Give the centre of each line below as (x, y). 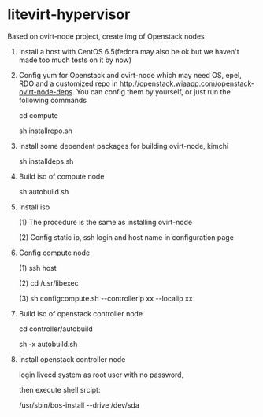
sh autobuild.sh (44, 191)
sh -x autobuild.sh (48, 344)
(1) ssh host (37, 268)
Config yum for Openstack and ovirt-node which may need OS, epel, (130, 75)
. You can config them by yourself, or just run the (152, 91)
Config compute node (54, 253)
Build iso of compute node (61, 176)
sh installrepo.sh (45, 131)
